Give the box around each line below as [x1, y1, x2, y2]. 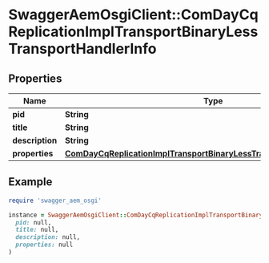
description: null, [15, 233, 81, 241]
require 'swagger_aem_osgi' [8, 196, 102, 204]
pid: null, [15, 218, 52, 226]
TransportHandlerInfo [8, 40, 157, 58]
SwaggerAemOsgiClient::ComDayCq [8, 6, 259, 24]
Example [8, 175, 53, 189]
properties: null [15, 241, 74, 249]
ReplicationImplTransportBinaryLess [8, 22, 259, 41]
